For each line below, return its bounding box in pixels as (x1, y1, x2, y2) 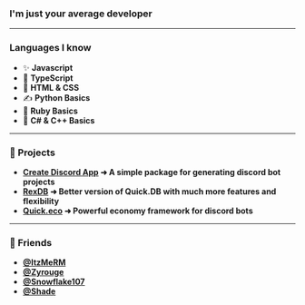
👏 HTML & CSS (22, 82, 80, 93)
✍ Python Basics (22, 92, 91, 103)
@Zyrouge (22, 267, 64, 278)
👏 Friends (9, 236, 53, 249)
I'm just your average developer (9, 7, 152, 20)
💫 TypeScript (22, 72, 74, 84)
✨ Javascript (22, 62, 74, 73)
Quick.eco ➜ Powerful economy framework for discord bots (22, 205, 253, 216)
